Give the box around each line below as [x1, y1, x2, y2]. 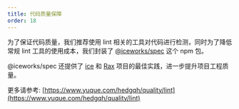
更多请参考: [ [7, 85, 45, 94]
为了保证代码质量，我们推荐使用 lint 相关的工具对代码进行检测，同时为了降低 [7, 37, 233, 46]
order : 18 [7, 17, 37, 24]
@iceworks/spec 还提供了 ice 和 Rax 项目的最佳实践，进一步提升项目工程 [7, 61, 223, 70]
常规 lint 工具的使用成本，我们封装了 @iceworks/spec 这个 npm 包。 [7, 46, 208, 55]
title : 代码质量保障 [7, 10, 62, 18]
